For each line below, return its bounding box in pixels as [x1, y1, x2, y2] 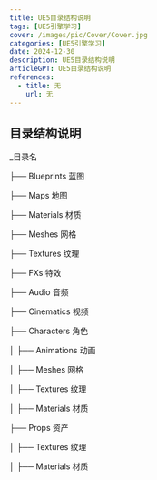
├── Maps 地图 [9, 190, 68, 201]
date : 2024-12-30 [9, 47, 75, 56]
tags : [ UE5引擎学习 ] [9, 22, 82, 31]
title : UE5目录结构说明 [9, 13, 91, 23]
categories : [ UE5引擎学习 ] [9, 38, 106, 48]
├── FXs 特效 [9, 268, 62, 279]
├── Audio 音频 [9, 287, 69, 298]
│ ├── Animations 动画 [9, 345, 96, 356]
